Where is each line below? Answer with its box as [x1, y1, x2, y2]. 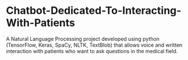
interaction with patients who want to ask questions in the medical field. [6, 47, 178, 54]
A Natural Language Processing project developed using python [6, 35, 160, 42]
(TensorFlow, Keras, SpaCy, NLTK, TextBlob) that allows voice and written [6, 42, 183, 48]
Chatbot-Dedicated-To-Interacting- [6, 4, 182, 17]
